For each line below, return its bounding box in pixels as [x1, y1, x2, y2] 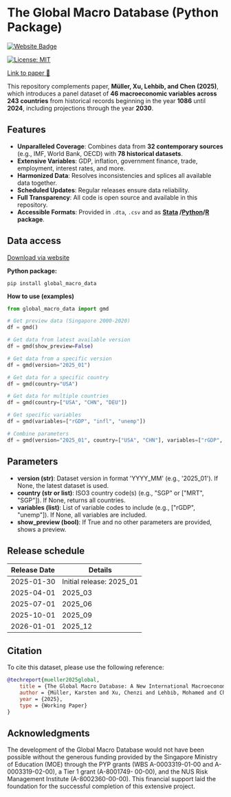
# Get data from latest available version [7, 337, 131, 344]
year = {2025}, [19, 695, 63, 702]
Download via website [7, 253, 70, 262]
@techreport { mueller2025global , [7, 677, 100, 684]
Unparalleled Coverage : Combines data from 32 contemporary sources [16, 142, 223, 150]
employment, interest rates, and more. [16, 164, 126, 172]
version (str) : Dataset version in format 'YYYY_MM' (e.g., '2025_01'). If [16, 474, 219, 482]
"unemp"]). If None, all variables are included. [16, 510, 147, 519]
